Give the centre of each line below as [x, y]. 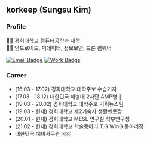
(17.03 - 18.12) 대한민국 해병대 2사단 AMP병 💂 [68, 96]
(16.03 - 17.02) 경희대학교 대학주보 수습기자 [66, 89]
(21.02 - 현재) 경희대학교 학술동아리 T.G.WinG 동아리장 [79, 126]
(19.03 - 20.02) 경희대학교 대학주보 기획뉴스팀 [69, 104]
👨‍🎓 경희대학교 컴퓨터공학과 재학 [43, 41]
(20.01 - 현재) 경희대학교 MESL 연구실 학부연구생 [72, 119]
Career [16, 75]
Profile [16, 27]
